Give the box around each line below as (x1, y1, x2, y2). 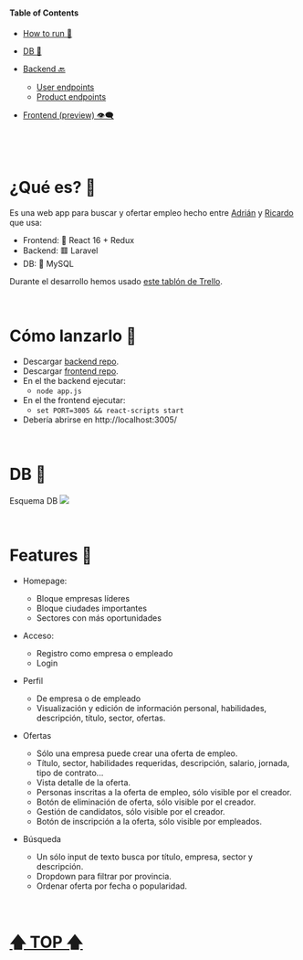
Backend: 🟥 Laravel (22, 245, 99, 256)
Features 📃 (9, 545, 93, 565)
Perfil (22, 675, 44, 686)
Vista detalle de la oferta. (36, 776, 131, 788)
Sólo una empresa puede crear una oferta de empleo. (36, 748, 238, 759)
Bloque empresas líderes (36, 592, 131, 603)
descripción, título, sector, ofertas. (36, 712, 166, 723)
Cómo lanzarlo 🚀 (9, 325, 137, 347)
